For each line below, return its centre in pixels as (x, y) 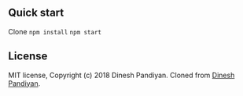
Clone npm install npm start (55, 31)
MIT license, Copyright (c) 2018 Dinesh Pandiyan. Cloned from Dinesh (121, 75)
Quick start (36, 13)
